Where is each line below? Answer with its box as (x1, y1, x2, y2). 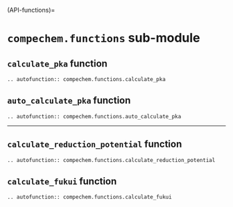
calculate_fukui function (7, 176, 117, 188)
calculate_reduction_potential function (7, 138, 182, 150)
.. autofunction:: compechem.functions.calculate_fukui (7, 194, 172, 201)
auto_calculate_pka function (7, 95, 131, 107)
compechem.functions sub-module (7, 30, 200, 46)
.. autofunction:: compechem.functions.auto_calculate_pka (7, 113, 182, 120)
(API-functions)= (7, 6, 55, 14)
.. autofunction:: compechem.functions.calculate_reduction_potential (7, 156, 216, 163)
